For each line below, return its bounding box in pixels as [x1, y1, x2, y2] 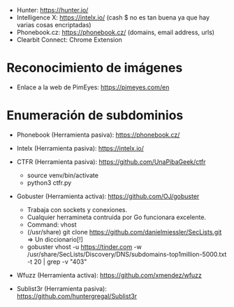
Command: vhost [27, 220, 77, 229]
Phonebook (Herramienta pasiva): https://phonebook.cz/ [16, 130, 180, 139]
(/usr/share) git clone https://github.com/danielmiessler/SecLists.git [27, 227, 222, 236]
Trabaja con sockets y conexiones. [27, 205, 128, 214]
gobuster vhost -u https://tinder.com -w [27, 242, 142, 250]
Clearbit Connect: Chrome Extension [16, 36, 123, 44]
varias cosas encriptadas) [16, 21, 92, 29]
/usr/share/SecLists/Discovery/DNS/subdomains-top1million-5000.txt [27, 250, 227, 258]
